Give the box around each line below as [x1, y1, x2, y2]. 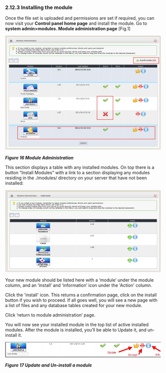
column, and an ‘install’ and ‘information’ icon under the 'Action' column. [5, 282, 152, 288]
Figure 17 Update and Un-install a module [5, 362, 92, 368]
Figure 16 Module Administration [5, 155, 74, 160]
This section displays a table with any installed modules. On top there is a [5, 164, 155, 170]
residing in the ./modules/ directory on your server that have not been [5, 175, 147, 181]
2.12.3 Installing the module [5, 4, 73, 11]
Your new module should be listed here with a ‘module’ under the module [5, 277, 154, 283]
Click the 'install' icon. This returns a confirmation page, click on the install [5, 292, 157, 298]
